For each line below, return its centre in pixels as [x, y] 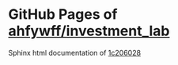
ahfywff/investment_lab [89, 31]
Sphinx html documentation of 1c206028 [74, 52]
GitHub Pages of [63, 14]
